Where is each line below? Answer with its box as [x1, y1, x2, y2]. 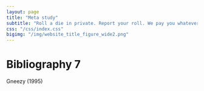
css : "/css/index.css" [6, 25, 64, 32]
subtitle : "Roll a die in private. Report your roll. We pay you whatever [6, 20, 200, 26]
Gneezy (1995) [6, 78, 43, 85]
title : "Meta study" [6, 15, 59, 21]
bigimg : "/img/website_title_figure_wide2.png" [6, 32, 129, 38]
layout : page [6, 8, 39, 15]
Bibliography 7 [6, 58, 81, 72]
